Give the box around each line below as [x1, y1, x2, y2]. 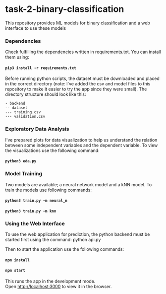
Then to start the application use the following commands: [5, 246, 124, 252]
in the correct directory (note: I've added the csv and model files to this [5, 81, 151, 87]
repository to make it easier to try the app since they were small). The [5, 86, 147, 92]
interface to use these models [5, 25, 66, 31]
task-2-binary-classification [5, 3, 124, 15]
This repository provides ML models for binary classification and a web [5, 20, 150, 26]
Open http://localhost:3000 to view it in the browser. [5, 283, 112, 289]
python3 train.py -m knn [5, 209, 56, 214]
